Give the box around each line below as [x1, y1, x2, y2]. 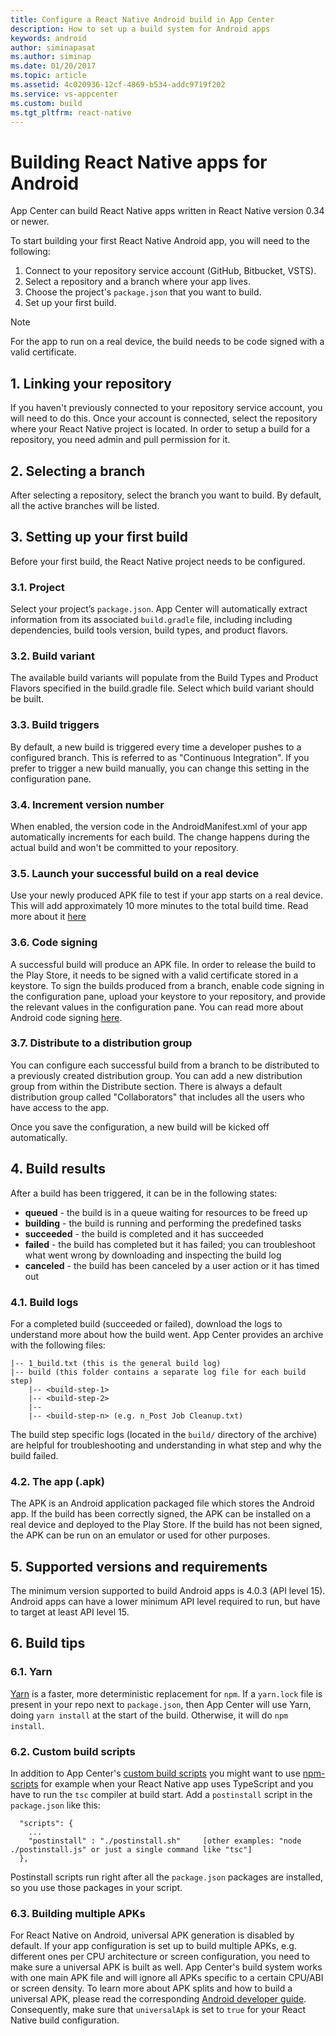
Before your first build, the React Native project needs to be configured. [10, 555, 306, 567]
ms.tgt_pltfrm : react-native [10, 107, 132, 118]
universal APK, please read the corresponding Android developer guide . [10, 1993, 307, 2005]
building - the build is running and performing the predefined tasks [24, 1217, 302, 1229]
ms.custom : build [10, 98, 83, 108]
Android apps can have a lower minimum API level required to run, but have [10, 1596, 321, 1608]
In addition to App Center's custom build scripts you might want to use [10, 1767, 301, 1780]
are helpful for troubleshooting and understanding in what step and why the [10, 1439, 322, 1451]
